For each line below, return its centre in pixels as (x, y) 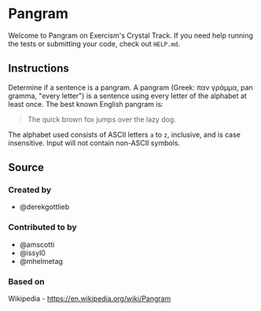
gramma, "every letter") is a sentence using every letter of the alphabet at (128, 96)
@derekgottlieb (44, 207)
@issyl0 (32, 253)
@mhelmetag (41, 261)
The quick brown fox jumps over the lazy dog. (102, 119)
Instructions (39, 69)
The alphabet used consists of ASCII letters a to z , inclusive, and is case (125, 134)
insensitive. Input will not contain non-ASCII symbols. (94, 143)
